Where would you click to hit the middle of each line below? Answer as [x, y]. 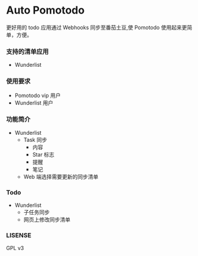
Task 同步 [35, 140]
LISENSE [19, 235]
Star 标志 [43, 154]
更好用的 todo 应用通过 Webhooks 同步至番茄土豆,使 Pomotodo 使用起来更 [97, 27]
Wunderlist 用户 [34, 103]
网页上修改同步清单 [47, 220]
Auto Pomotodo [45, 10]
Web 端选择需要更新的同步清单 [61, 176]
